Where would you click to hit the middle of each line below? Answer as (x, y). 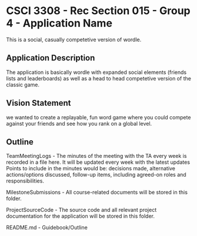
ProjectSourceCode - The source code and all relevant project (81, 210)
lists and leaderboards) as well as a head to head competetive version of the (98, 78)
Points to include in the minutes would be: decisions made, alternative (91, 168)
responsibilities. (25, 181)
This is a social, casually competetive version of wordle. (74, 39)
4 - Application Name (59, 23)
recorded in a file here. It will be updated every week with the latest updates (98, 162)
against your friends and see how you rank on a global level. (79, 123)
